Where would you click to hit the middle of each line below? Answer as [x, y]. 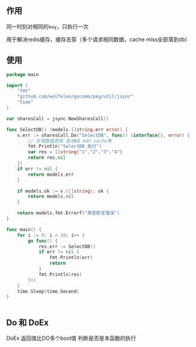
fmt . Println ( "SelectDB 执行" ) [65, 147]
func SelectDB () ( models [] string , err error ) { [67, 129]
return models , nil [51, 197]
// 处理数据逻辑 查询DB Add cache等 [70, 141]
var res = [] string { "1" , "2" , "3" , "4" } [75, 152]
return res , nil [47, 158]
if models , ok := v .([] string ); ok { [63, 191]
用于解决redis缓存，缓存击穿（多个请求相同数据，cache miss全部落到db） [99, 39]
